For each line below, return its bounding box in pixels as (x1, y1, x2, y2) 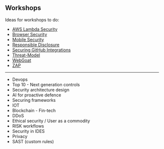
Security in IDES (12, 128, 45, 134)
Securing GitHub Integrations (12, 47, 71, 53)
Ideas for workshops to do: (5, 17, 60, 22)
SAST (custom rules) (12, 138, 54, 144)
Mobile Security (12, 37, 44, 42)
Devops (12, 76, 28, 82)
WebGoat (12, 57, 32, 63)
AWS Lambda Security (12, 26, 58, 32)
